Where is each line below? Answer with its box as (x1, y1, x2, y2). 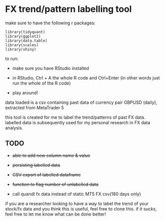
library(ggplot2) (5, 34, 41, 39)
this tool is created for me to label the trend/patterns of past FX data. (5, 114, 146, 120)
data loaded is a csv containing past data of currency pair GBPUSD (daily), (5, 99, 158, 105)
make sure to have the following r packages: (5, 20, 96, 26)
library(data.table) (5, 38, 48, 43)
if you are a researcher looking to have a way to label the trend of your (5, 200, 149, 207)
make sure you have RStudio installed (12, 65, 89, 71)
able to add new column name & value (12, 152, 91, 158)
